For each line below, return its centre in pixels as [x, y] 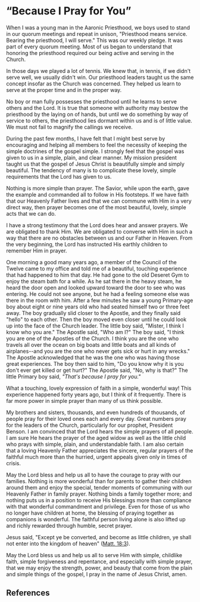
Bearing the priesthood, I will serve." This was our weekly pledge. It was [95, 40]
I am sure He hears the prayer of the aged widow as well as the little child [96, 438]
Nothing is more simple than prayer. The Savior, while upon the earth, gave [98, 188]
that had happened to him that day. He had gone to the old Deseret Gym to [98, 275]
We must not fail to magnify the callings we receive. [69, 127]
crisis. [13, 463]
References [28, 593]
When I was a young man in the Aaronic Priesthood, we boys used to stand [98, 27]
